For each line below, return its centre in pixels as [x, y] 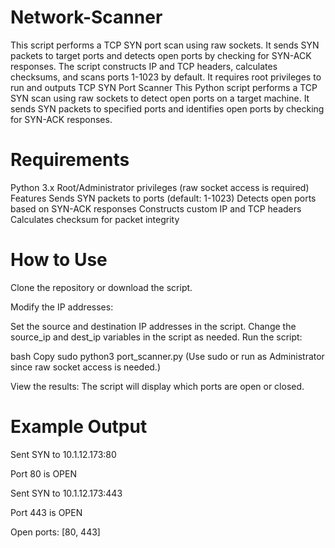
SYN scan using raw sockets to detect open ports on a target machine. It [160, 98]
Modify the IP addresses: [62, 307]
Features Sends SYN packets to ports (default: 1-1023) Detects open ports [163, 198]
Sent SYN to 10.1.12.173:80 [63, 454]
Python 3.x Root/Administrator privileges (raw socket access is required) [160, 187]
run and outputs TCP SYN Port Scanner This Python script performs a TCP [164, 87]
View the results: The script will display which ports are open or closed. [157, 386]
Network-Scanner [86, 17]
